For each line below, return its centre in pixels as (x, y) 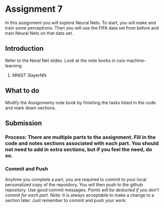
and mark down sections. (31, 108)
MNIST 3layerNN (29, 75)
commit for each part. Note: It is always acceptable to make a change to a (80, 195)
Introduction (24, 48)
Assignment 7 (34, 9)
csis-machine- (131, 60)
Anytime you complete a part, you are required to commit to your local (76, 179)
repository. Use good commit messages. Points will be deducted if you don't (82, 190)
